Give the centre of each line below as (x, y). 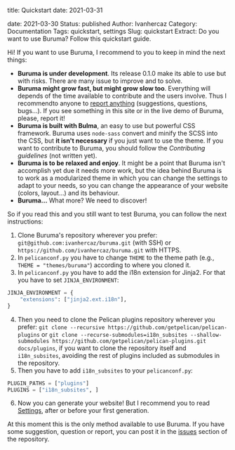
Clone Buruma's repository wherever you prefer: (87, 235)
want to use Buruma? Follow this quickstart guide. (79, 39)
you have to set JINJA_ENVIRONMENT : (68, 280)
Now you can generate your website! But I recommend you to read (114, 403)
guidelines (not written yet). (57, 155)
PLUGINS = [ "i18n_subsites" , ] (53, 390)
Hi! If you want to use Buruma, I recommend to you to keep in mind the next (116, 52)
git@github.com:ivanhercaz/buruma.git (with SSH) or (94, 243)
